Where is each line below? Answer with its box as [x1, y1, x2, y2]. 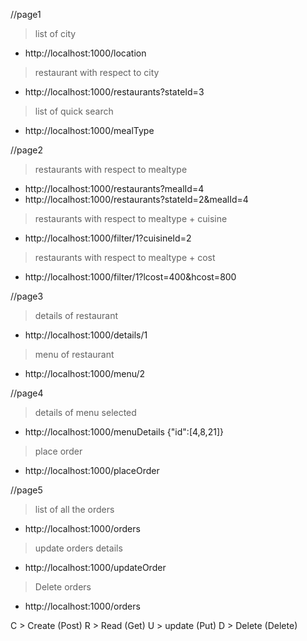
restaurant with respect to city [34, 67, 160, 78]
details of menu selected [34, 407, 137, 418]
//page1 [10, 9, 42, 20]
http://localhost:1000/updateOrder [24, 562, 167, 573]
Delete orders [34, 581, 92, 593]
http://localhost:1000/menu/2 [24, 368, 146, 379]
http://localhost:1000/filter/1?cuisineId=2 [24, 232, 192, 244]
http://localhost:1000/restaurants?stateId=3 [24, 86, 205, 98]
